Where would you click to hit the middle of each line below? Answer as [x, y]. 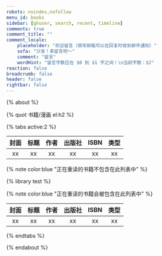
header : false [24, 79]
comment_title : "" [29, 34]
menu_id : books [25, 18]
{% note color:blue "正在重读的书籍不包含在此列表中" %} [77, 169]
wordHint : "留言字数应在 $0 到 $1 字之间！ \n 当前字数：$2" [86, 62]
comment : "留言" [37, 57]
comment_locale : [27, 40]
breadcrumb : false [29, 74]
